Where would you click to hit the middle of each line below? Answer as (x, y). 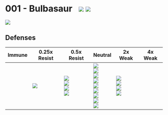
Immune (18, 55)
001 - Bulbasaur (39, 9)
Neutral (102, 55)
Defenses (20, 38)
